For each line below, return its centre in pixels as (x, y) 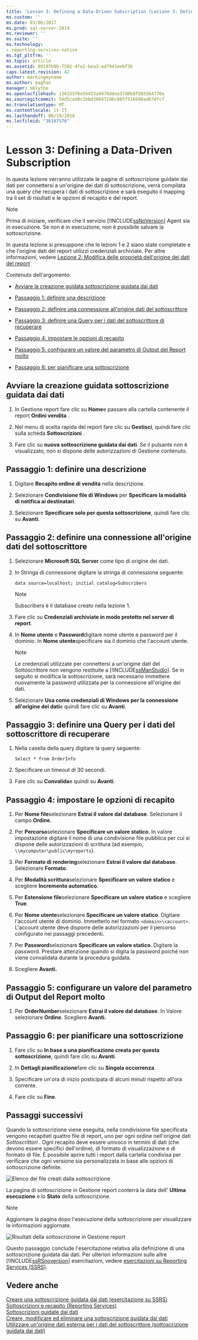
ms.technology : (25, 45)
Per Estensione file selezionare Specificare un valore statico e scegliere (103, 897)
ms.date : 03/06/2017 (32, 22)
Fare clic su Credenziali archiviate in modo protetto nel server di (94, 617)
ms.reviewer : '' (26, 34)
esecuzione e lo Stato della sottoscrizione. (58, 1196)
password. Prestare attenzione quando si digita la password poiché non (102, 952)
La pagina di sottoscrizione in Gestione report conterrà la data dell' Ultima (96, 1190)
